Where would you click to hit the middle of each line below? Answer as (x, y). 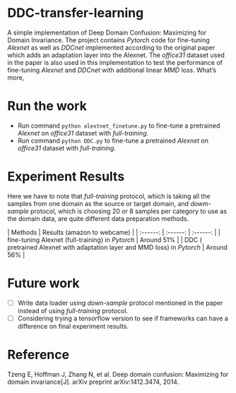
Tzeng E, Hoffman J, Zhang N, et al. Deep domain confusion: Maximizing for (118, 374)
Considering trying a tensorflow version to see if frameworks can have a (123, 318)
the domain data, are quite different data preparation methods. (98, 218)
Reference (38, 355)
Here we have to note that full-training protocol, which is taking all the (109, 196)
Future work (43, 283)
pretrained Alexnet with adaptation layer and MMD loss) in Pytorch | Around (118, 247)
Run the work (47, 106)
